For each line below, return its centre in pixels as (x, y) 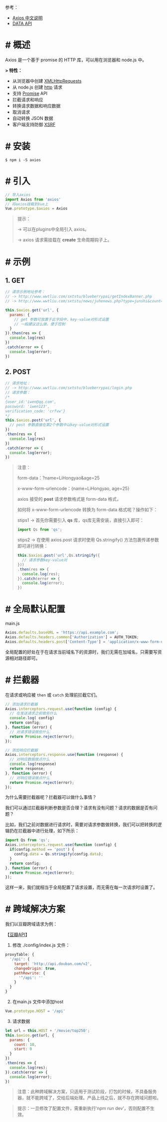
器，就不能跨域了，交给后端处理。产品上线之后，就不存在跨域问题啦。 (89, 1098)
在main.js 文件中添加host (38, 1002)
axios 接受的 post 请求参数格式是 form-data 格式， (69, 499)
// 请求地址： (18, 383)
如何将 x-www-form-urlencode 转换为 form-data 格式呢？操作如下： (87, 510)
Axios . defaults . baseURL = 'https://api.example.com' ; (62, 633)
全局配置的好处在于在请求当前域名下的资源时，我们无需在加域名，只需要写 (81, 652)
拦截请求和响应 (28, 99)
